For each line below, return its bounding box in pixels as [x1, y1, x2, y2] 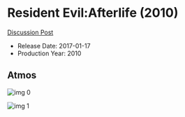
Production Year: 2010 [17, 49, 82, 57]
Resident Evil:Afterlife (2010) [7, 5, 179, 21]
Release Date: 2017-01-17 [17, 41, 91, 50]
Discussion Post [7, 28, 54, 36]
